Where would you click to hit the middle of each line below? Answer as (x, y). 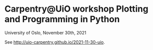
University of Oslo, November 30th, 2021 (45, 33)
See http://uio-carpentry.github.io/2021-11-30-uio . (55, 42)
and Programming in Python (62, 19)
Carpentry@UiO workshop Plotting (76, 9)
